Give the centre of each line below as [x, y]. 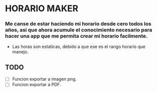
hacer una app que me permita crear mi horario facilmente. [77, 36]
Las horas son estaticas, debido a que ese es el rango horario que [79, 46]
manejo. [20, 52]
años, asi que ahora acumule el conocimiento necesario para [79, 30]
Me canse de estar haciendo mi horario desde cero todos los [78, 24]
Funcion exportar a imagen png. [44, 79]
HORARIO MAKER [42, 9]
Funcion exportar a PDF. [36, 85]
